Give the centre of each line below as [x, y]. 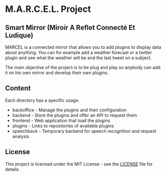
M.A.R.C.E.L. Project [48, 9]
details [12, 169]
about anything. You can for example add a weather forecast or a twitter [79, 52]
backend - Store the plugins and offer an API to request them [75, 115]
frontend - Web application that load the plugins [61, 120]
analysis [21, 136]
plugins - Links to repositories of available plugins [63, 126]
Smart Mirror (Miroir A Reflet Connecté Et [70, 28]
